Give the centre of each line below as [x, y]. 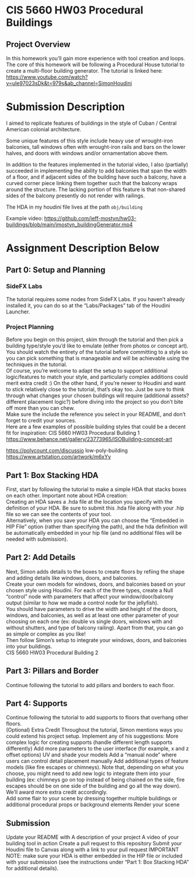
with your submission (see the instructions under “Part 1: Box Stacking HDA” [97, 862]
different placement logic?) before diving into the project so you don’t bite [95, 402]
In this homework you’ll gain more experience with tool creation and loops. [96, 58]
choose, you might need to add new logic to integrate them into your [88, 773]
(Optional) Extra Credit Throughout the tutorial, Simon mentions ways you [94, 730]
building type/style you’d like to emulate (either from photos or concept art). [97, 346]
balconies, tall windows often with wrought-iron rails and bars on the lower [96, 146]
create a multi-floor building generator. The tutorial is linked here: [85, 71]
